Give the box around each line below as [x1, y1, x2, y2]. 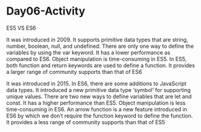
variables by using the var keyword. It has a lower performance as [6, 48, 171, 56]
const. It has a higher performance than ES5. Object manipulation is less [6, 99, 186, 107]
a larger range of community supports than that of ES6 [6, 68, 142, 75]
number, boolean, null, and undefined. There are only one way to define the [6, 42, 194, 50]
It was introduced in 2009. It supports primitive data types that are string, [6, 36, 188, 43]
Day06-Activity [6, 4, 86, 18]
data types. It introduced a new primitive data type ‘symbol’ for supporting [6, 86, 191, 93]
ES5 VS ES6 [6, 24, 36, 31]
